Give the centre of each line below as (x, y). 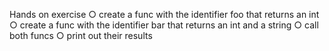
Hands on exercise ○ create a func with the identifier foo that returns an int (164, 14)
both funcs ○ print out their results (81, 35)
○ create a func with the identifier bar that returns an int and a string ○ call (164, 25)
